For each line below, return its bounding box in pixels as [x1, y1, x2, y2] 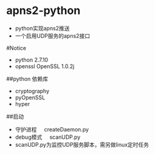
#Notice [6, 44, 26, 52]
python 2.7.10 [15, 56, 49, 63]
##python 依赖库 [6, 75, 49, 82]
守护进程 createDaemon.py [15, 125, 89, 133]
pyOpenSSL [15, 94, 46, 101]
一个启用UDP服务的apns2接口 [15, 32, 90, 40]
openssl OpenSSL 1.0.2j [15, 62, 75, 70]
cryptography [15, 87, 50, 94]
